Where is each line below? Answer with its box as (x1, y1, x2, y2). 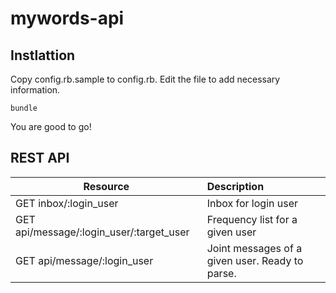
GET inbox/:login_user (15, 196, 119, 210)
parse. (206, 266, 237, 280)
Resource (83, 179, 130, 193)
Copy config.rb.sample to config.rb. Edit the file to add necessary (10, 73, 281, 85)
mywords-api (10, 7, 125, 30)
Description (206, 179, 265, 193)
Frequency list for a (206, 212, 298, 226)
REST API (10, 150, 70, 167)
